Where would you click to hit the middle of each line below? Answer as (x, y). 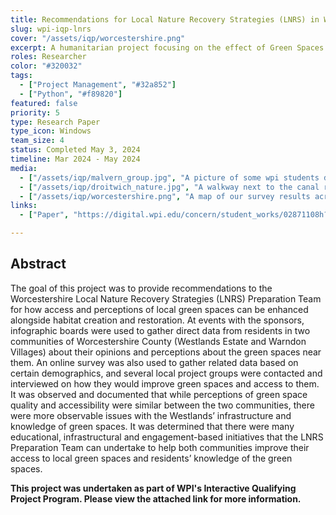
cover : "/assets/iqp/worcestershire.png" (98, 38)
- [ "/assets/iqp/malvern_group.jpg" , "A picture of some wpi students (169, 177)
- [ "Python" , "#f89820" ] (71, 94)
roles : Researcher (48, 57)
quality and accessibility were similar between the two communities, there (162, 405)
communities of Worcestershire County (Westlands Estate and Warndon (158, 341)
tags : (21, 76)
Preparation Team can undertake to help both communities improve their (160, 447)
